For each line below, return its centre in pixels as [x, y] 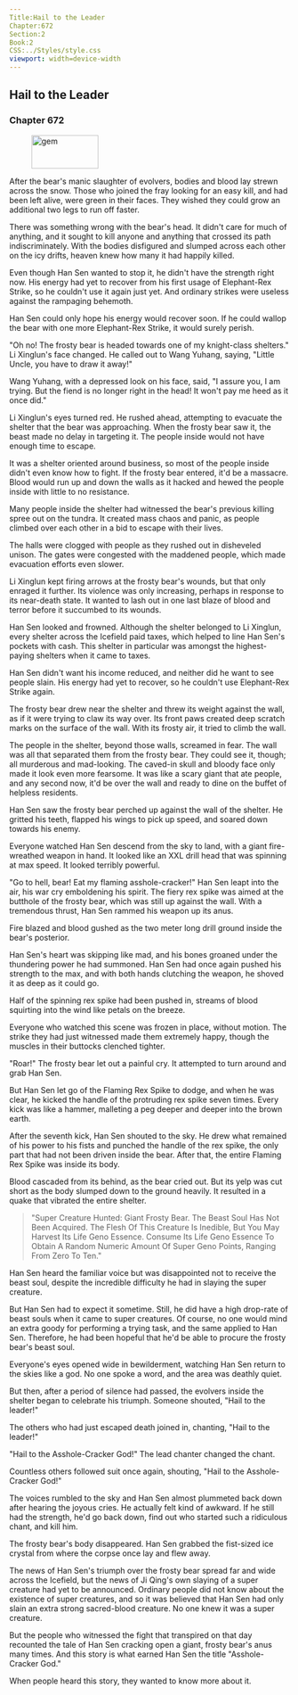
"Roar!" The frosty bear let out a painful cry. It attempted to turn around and [148, 1063]
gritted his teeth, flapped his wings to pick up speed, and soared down [139, 819]
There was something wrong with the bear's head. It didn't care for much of [148, 226]
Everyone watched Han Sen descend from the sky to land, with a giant [138, 846]
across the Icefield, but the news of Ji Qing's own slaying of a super [134, 1580]
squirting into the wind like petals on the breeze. [97, 1009]
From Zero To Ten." [66, 1255]
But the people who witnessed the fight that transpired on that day [131, 1635]
